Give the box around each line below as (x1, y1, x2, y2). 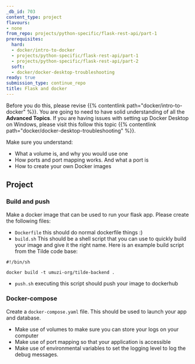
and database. (6, 314, 41, 321)
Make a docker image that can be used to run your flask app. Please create (6, 211, 189, 218)
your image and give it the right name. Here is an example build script (14, 241, 184, 249)
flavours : (6, 20, 31, 25)
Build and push (6, 198, 50, 206)
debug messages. (14, 350, 59, 358)
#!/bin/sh (6, 259, 31, 265)
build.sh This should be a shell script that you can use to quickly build (14, 235, 187, 242)
